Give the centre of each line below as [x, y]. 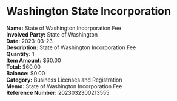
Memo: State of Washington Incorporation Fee [64, 86]
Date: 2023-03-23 [29, 41]
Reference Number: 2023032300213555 [58, 92]
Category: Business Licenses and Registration [64, 80]
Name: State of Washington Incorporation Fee [64, 28]
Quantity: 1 [20, 54]
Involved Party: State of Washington [52, 34]
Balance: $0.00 [26, 73]
